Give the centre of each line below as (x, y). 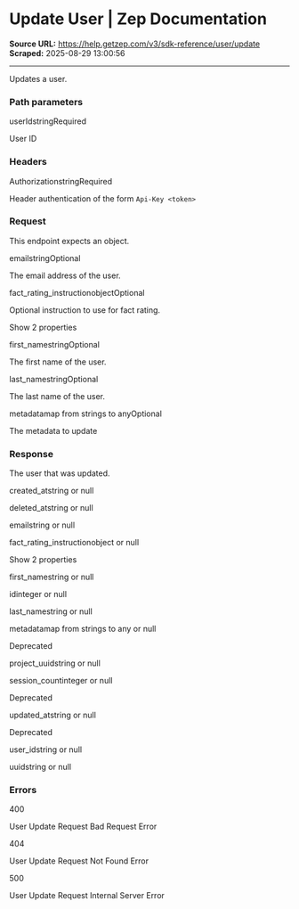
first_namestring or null (52, 577)
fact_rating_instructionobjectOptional (77, 292)
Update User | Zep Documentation (138, 19)
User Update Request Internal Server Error (87, 896)
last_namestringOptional (54, 379)
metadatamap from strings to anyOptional (86, 414)
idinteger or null (38, 594)
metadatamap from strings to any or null (83, 629)
